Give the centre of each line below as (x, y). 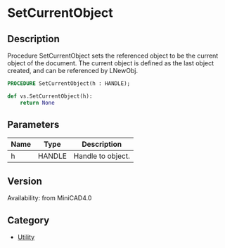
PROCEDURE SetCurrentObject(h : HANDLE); (69, 84)
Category (28, 220)
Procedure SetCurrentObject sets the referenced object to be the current (113, 56)
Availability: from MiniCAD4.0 (50, 198)
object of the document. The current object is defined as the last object (111, 63)
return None (37, 103)
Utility (26, 237)
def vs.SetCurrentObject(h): (50, 96)
